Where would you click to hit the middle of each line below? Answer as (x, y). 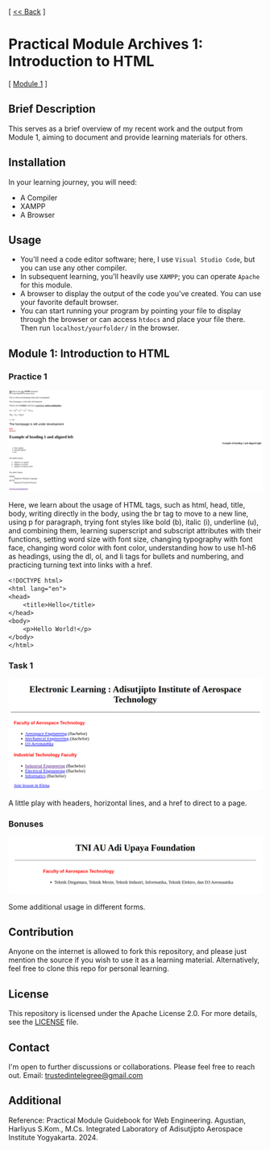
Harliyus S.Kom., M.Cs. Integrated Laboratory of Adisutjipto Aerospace (126, 1128)
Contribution (41, 933)
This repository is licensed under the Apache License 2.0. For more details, (133, 1014)
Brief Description (52, 109)
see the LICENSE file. (44, 1022)
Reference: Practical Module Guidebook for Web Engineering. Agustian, (127, 1120)
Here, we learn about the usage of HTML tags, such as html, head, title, (127, 504)
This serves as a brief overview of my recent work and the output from (126, 128)
